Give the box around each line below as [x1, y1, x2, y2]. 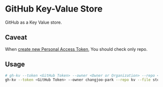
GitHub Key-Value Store [5, 3, 103, 14]
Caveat [5, 33, 28, 42]
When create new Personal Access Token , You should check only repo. [5, 46, 148, 52]
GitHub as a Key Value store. [5, 19, 62, 25]
